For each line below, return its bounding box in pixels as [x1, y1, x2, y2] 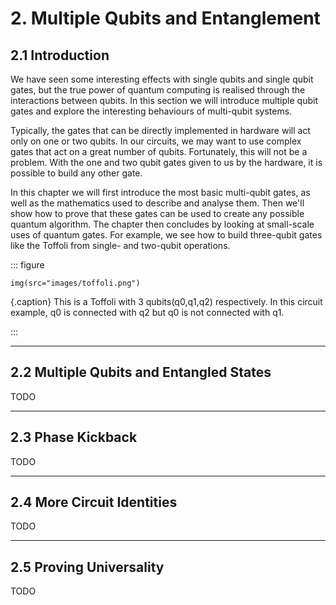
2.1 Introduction [10, 47, 110, 64]
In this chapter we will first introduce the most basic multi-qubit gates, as [10, 187, 311, 198]
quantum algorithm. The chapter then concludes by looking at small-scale [10, 218, 315, 230]
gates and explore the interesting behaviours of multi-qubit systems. [10, 105, 293, 117]
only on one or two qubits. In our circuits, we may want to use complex [10, 135, 302, 147]
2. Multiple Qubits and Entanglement [10, 7, 321, 30]
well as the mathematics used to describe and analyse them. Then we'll [10, 197, 305, 209]
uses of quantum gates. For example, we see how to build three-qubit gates [10, 229, 323, 241]
